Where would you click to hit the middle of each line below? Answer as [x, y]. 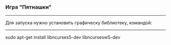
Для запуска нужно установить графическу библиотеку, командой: [79, 23]
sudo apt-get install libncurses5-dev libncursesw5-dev [63, 37]
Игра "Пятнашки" [28, 7]
